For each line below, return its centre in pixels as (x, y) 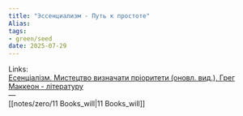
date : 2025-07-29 (38, 46)
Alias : (19, 24)
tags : (17, 31)
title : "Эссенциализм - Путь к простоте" (79, 16)
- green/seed (30, 39)
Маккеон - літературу (46, 87)
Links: (18, 69)
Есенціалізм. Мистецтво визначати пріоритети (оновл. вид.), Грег (122, 78)
